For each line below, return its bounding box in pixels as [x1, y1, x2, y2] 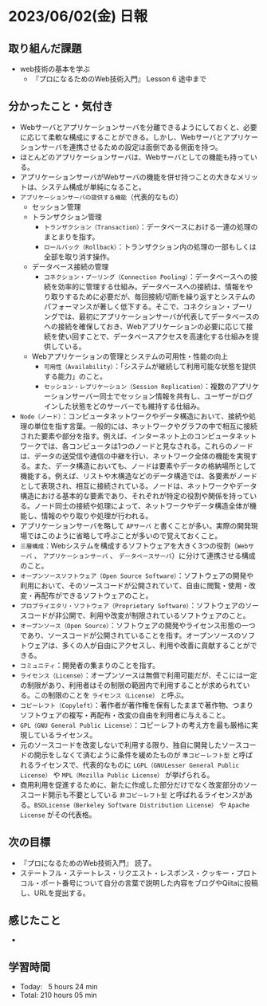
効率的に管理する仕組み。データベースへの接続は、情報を [57, 281, 246, 291]
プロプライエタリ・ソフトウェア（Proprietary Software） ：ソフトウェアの [19, 600, 245, 610]
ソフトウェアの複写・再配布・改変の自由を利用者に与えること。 [19, 710, 230, 720]
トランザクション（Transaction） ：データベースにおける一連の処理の [43, 222, 258, 231]
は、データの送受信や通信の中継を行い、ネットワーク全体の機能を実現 [19, 451, 251, 461]
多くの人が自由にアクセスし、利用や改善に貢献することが [61, 640, 251, 650]
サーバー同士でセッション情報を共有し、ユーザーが [71, 391, 239, 401]
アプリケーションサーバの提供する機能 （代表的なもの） [19, 192, 183, 202]
